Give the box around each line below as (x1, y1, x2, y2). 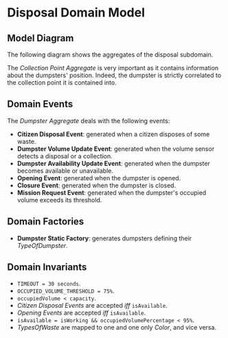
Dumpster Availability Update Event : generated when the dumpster (16, 159, 211, 167)
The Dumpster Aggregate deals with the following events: (7, 116, 170, 125)
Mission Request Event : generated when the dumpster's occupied (16, 188, 207, 197)
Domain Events (7, 98, 73, 110)
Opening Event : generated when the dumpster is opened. (16, 173, 181, 182)
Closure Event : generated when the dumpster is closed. (16, 181, 176, 189)
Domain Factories (7, 215, 84, 228)
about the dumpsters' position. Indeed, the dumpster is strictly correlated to (7, 71, 222, 79)
